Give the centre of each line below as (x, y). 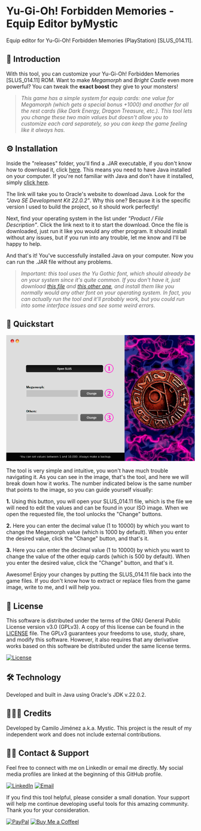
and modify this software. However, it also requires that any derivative (92, 640)
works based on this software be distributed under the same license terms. (99, 646)
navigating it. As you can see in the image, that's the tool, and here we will (98, 477)
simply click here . (28, 182)
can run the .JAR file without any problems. (59, 261)
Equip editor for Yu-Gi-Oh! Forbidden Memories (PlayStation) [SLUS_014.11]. (100, 40)
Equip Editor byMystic (62, 24)
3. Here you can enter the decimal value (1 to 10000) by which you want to (98, 550)
